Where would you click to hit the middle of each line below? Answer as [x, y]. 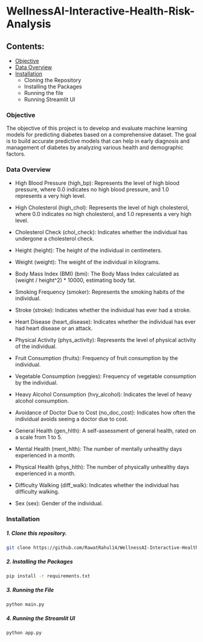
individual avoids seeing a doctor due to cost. [72, 419]
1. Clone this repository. [37, 533]
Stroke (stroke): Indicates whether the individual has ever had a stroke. [103, 310]
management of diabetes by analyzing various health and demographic [95, 148]
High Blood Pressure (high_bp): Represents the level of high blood [97, 183]
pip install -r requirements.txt [48, 576]
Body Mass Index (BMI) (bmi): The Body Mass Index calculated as [97, 274]
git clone [19, 548]
